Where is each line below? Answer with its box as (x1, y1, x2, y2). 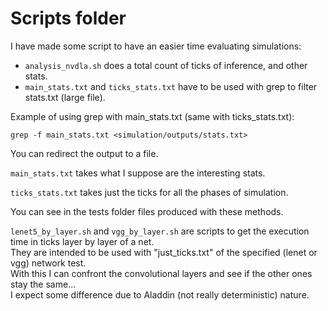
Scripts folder (10, 7, 127, 30)
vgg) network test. (10, 257, 87, 269)
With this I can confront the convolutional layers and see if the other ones (10, 267, 313, 279)
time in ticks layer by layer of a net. (10, 235, 155, 247)
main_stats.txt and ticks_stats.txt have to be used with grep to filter (24, 80, 318, 92)
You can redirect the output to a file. (10, 147, 159, 159)
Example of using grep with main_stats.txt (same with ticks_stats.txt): (10, 110, 295, 122)
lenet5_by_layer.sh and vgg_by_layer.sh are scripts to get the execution (10, 225, 310, 237)
